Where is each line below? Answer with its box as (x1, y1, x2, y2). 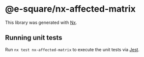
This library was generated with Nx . (5, 19, 77, 25)
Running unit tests (5, 34, 62, 42)
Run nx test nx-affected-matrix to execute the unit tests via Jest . (5, 46, 140, 52)
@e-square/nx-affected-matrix (5, 3, 136, 15)
